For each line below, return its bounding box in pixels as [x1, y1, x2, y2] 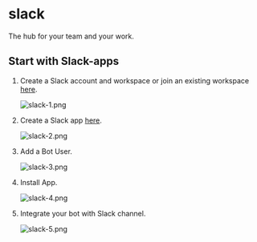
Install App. [19, 177, 58, 187]
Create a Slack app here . [19, 115, 103, 125]
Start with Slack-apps [8, 54, 119, 68]
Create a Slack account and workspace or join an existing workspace [19, 75, 250, 85]
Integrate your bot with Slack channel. [19, 208, 146, 218]
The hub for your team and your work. [8, 31, 135, 41]
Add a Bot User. [19, 146, 72, 156]
